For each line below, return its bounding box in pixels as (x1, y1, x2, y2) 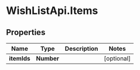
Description (64, 45, 98, 52)
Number (36, 54, 60, 62)
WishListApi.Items (6, 4, 98, 17)
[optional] (104, 54, 131, 62)
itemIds (9, 54, 30, 62)
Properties (6, 27, 46, 37)
